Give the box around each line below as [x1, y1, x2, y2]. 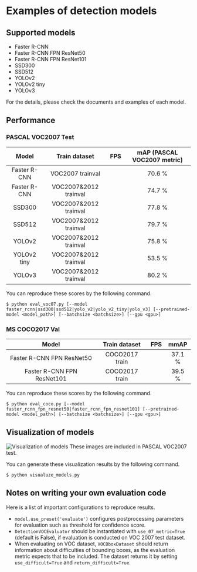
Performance [6, 115, 56, 125]
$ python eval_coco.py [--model [6, 401, 85, 407]
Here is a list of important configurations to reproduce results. [6, 504, 155, 511]
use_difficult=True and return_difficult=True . [14, 558, 131, 566]
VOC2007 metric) [132, 156, 183, 164]
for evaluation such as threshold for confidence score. [14, 521, 146, 528]
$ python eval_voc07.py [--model [6, 301, 88, 307]
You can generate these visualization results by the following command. [6, 461, 180, 468]
